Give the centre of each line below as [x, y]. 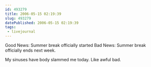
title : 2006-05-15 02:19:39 [33, 14]
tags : [10, 27]
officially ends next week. [30, 50]
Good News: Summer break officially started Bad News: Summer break [75, 45]
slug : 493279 [18, 18]
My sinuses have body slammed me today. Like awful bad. [63, 60]
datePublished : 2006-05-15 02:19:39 [42, 23]
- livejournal [21, 32]
